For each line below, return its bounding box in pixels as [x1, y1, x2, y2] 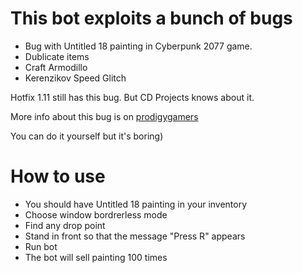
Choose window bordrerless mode [24, 208, 168, 221]
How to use [10, 165, 106, 188]
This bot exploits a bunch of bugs [10, 7, 293, 30]
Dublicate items [24, 50, 90, 62]
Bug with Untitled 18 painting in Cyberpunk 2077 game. [24, 40, 253, 52]
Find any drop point [24, 219, 106, 231]
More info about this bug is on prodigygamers [10, 110, 199, 122]
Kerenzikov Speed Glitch [24, 72, 127, 84]
